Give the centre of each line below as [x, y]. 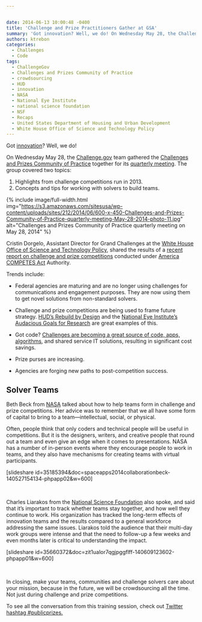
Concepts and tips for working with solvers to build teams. [87, 188]
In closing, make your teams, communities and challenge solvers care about [100, 582]
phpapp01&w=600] [30, 559]
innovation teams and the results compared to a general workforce [89, 522]
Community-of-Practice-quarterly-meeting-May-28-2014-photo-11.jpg [93, 219]
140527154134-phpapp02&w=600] [50, 479]
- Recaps [23, 117]
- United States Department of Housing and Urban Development [91, 123]
